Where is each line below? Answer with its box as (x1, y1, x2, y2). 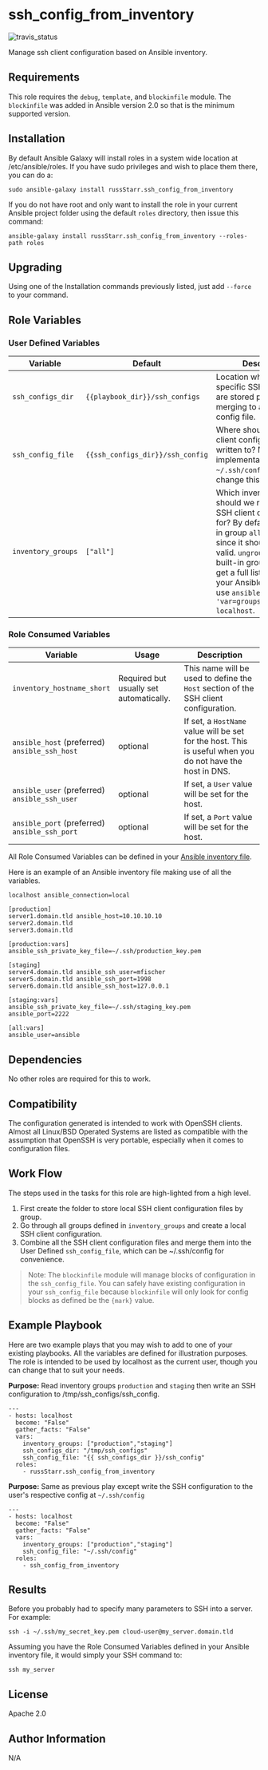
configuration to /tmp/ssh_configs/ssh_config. (8, 1389, 160, 1399)
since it (215, 537, 243, 548)
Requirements (8, 70, 80, 85)
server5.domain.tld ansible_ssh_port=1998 (8, 976, 152, 984)
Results (8, 1583, 47, 1596)
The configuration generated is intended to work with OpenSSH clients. (8, 1118, 243, 1127)
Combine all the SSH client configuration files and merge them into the (19, 1237, 252, 1247)
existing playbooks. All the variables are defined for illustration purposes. (8, 1348, 249, 1358)
